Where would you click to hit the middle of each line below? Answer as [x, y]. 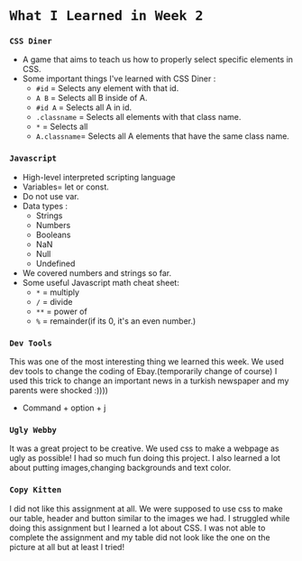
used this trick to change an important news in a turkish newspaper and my [149, 381]
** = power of [61, 311]
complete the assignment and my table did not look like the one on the [140, 537]
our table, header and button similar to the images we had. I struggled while [150, 518]
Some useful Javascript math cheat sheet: [101, 282]
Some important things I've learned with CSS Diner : [119, 78]
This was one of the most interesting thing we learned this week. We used [146, 362]
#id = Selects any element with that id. [107, 88]
